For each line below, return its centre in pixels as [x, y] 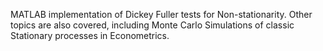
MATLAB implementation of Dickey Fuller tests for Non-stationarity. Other [161, 14]
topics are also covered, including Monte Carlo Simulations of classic [152, 25]
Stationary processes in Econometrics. [90, 35]
